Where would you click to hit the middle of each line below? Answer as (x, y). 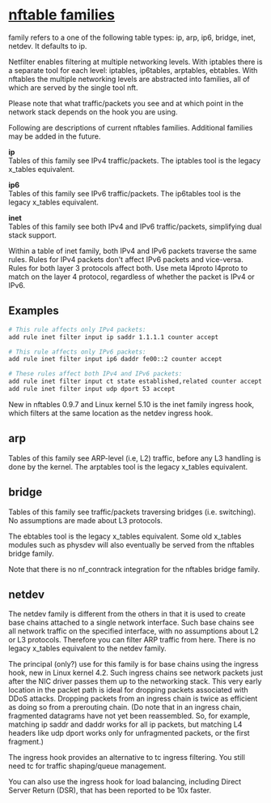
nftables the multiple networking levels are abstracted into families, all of (129, 79)
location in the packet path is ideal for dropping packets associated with (128, 690)
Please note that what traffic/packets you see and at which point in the (126, 103)
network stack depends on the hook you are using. (93, 112)
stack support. (32, 235)
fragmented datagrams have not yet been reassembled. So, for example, (129, 716)
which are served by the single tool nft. (73, 88)
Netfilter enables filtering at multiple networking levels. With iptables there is (135, 62)
